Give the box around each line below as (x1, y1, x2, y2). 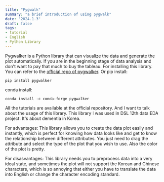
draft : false (5, 21, 32, 26)
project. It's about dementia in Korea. (5, 115, 81, 121)
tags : (5, 26, 16, 31)
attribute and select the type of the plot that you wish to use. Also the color (5, 141, 158, 146)
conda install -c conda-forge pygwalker (5, 96, 90, 101)
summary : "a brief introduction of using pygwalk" (5, 12, 112, 17)
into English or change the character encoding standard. (5, 171, 120, 177)
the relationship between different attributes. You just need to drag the (5, 135, 148, 141)
